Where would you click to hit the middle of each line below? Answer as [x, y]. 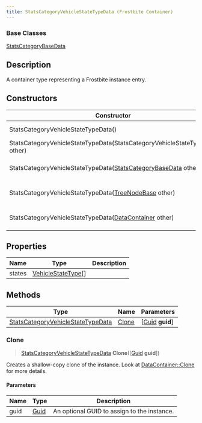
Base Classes [26, 33]
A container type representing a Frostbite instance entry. [76, 80]
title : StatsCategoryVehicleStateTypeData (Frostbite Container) [90, 12]
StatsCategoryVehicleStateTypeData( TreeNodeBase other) [92, 192]
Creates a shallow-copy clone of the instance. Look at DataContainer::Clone [100, 365]
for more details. [26, 371]
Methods [23, 295]
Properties [26, 246]
